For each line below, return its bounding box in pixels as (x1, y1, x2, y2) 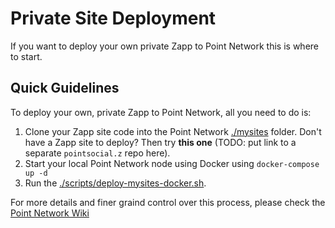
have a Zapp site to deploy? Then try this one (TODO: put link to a (24, 136, 297, 148)
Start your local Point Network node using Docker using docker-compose (24, 157, 320, 169)
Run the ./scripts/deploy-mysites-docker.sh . (24, 177, 207, 189)
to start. (10, 50, 43, 62)
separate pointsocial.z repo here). (24, 147, 171, 159)
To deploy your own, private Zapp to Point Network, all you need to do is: (10, 106, 312, 118)
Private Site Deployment (10, 7, 217, 30)
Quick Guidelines (10, 80, 120, 97)
